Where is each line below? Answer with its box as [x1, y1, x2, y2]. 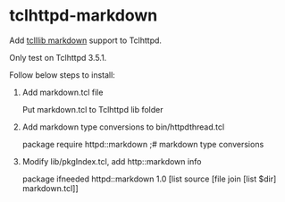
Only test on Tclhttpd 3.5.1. [9, 52, 107, 63]
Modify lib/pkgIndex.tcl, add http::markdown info [21, 156, 202, 166]
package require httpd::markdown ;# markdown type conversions [21, 139, 264, 149]
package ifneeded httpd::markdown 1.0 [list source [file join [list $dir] [21, 173, 277, 184]
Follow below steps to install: [9, 69, 116, 80]
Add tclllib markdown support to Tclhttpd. [9, 35, 163, 46]
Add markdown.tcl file [21, 87, 104, 97]
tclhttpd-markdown [9, 5, 158, 26]
